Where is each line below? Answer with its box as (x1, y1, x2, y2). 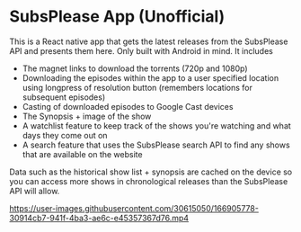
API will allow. (9, 185, 60, 196)
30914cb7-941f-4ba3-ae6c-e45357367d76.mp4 (9, 212, 190, 223)
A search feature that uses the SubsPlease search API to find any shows (22, 139, 290, 150)
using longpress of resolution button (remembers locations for (22, 82, 253, 93)
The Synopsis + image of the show (22, 111, 152, 121)
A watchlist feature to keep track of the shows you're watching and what (22, 120, 292, 131)
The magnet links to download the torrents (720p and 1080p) (22, 63, 249, 74)
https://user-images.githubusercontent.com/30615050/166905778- (9, 202, 259, 213)
